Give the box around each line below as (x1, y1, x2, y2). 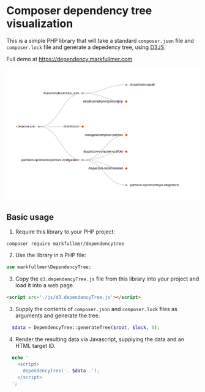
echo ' (12, 355, 29, 361)
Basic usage (6, 212, 54, 222)
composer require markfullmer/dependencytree (6, 241, 124, 247)
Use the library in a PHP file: (15, 252, 87, 259)
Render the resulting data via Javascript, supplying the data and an (15, 335, 185, 343)
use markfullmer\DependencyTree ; (6, 264, 92, 270)
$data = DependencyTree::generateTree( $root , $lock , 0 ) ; (12, 325, 160, 331)
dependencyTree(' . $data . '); (22, 367, 100, 374)
